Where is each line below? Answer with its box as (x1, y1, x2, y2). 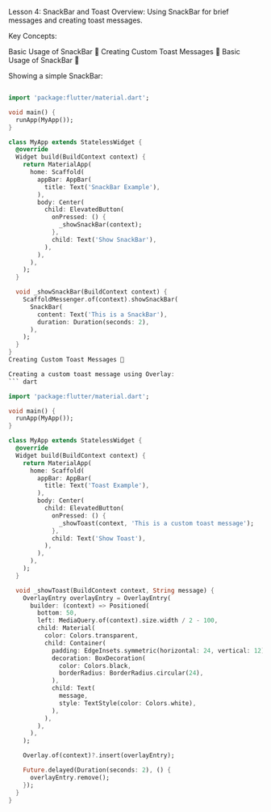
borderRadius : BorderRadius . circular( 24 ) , (59, 669, 204, 678)
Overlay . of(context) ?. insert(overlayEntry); (23, 751, 175, 759)
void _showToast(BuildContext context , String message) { (15, 586, 215, 594)
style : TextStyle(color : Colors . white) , (59, 699, 197, 707)
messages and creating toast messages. (8, 15, 143, 25)
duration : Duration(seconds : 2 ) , (37, 318, 150, 326)
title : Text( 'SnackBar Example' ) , (44, 183, 161, 191)
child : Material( (37, 624, 95, 632)
